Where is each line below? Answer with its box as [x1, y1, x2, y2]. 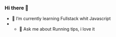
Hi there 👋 [4, 4, 29, 11]
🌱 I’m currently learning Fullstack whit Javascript [11, 16, 111, 22]
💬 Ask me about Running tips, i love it [19, 26, 95, 32]
